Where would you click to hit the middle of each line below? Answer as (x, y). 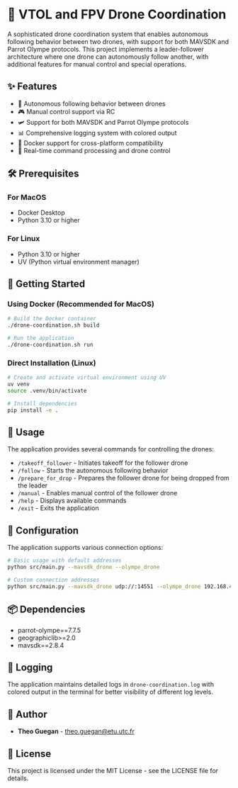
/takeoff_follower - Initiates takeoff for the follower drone (103, 463)
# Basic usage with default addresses (64, 561)
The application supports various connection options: (85, 548)
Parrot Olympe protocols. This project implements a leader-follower (106, 49)
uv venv (19, 384)
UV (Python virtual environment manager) (78, 261)
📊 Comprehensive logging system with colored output (97, 133)
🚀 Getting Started (46, 284)
